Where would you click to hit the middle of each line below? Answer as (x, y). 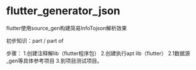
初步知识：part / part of (35, 40)
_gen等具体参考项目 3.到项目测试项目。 (54, 61)
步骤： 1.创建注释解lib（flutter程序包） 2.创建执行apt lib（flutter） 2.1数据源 (98, 53)
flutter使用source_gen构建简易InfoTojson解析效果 (66, 28)
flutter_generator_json (63, 11)
